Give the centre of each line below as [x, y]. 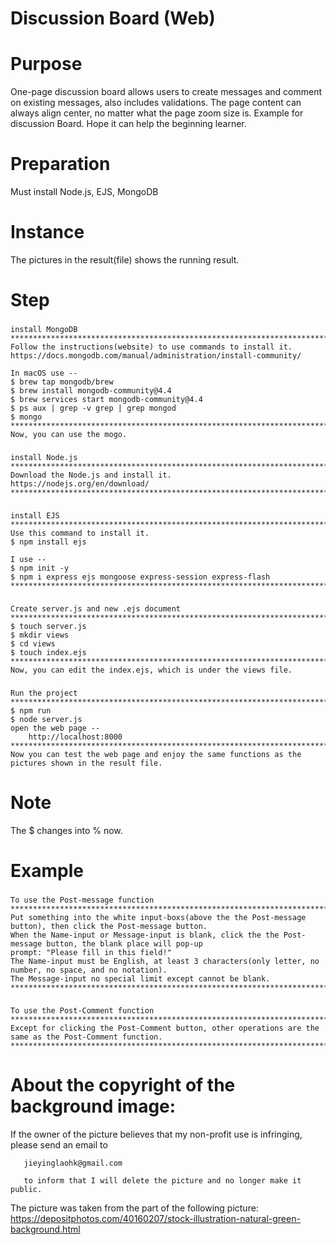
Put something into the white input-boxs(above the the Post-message [158, 917]
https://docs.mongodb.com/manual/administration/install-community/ [156, 356]
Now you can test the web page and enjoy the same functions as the [156, 754]
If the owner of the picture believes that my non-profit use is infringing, [156, 1134]
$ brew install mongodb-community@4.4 [91, 391]
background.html [45, 1229]
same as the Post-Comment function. [86, 1037]
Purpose [46, 64]
